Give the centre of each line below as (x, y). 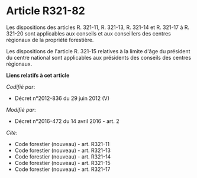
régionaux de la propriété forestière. (50, 40)
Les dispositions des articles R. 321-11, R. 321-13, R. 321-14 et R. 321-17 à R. (98, 27)
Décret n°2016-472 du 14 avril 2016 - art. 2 (67, 121)
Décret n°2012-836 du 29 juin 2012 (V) (62, 98)
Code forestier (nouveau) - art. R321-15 (62, 163)
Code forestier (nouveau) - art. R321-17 (62, 169)
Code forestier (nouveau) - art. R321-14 (63, 156)
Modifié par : (21, 109)
